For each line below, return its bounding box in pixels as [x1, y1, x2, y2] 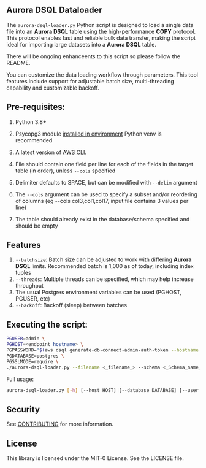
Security [6, 404, 40, 415]
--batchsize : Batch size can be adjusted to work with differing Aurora [15, 256, 192, 263]
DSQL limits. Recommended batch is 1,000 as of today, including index [15, 263, 194, 270]
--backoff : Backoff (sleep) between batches [15, 302, 128, 309]
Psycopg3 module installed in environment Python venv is [15, 130, 162, 137]
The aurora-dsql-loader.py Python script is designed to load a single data [6, 21, 194, 28]
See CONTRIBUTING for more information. [6, 420, 114, 428]
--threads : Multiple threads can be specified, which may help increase [15, 275, 194, 283]
